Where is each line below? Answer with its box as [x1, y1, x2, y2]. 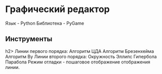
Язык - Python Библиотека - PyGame [5, 20, 85, 26]
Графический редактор [5, 4, 110, 15]
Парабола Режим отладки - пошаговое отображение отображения [5, 59, 150, 65]
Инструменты [5, 35, 53, 43]
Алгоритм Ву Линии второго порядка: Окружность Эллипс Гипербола [5, 53, 157, 59]
